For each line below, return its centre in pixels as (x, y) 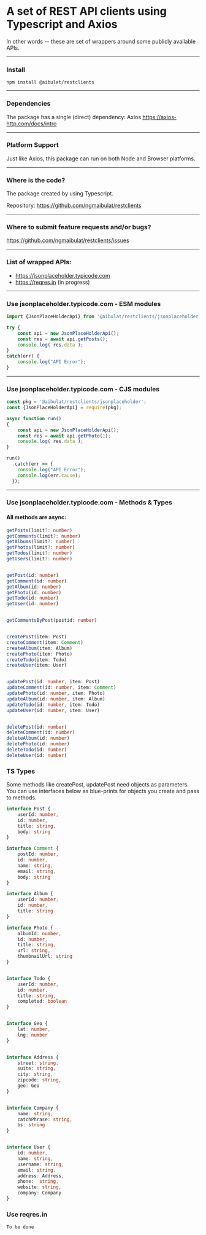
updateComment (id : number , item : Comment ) (61, 688)
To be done (20, 1227)
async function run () (34, 418)
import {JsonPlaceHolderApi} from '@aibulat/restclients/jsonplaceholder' (104, 317)
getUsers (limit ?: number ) (39, 559)
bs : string (31, 1125)
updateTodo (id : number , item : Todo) (53, 705)
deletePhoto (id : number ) (38, 744)
